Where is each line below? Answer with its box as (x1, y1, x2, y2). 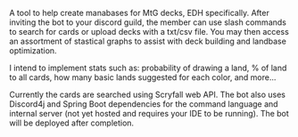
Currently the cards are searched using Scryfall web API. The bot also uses (9, 89, 286, 100)
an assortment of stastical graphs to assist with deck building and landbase (9, 36, 287, 46)
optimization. (9, 45, 57, 56)
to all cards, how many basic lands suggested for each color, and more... (9, 72, 277, 83)
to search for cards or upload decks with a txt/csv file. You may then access (9, 27, 290, 36)
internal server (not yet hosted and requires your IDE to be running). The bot (9, 109, 290, 118)
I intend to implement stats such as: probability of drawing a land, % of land (9, 62, 287, 73)
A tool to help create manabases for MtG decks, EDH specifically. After (9, 8, 269, 18)
